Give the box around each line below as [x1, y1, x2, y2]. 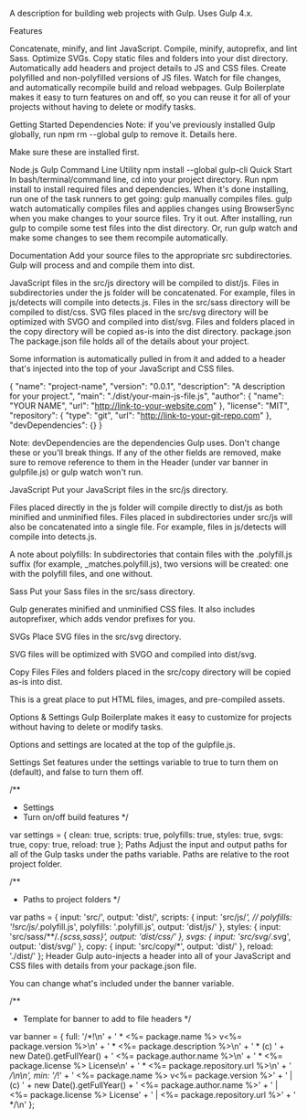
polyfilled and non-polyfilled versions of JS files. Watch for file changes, [9, 72, 281, 83]
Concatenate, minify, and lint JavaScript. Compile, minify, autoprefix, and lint [9, 43, 298, 54]
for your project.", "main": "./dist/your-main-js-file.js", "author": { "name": [9, 390, 285, 401]
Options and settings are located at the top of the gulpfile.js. [9, 740, 236, 750]
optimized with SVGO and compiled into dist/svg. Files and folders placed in [9, 316, 295, 327]
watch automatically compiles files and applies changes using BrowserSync [9, 203, 295, 214]
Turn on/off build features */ [22, 812, 130, 822]
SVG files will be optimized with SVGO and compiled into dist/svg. [9, 649, 258, 659]
